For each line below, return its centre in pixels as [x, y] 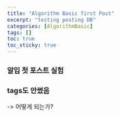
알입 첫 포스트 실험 [36, 70]
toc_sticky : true [32, 45]
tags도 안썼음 [28, 90]
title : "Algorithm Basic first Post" [61, 13]
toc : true [21, 39]
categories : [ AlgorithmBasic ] [50, 26]
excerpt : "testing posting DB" [52, 20]
